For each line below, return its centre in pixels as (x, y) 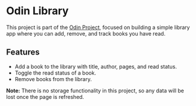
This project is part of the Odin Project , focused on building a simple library (98, 27)
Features (23, 52)
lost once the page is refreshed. (45, 97)
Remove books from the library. (53, 79)
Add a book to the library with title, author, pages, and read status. (96, 66)
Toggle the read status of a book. (55, 73)
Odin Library (37, 11)
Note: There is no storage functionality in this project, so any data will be (95, 91)
